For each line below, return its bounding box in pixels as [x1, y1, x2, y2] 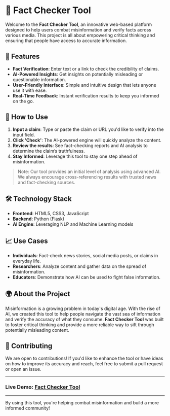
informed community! [5, 405, 50, 411]
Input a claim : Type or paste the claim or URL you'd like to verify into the [12, 126, 164, 132]
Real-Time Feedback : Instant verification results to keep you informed [12, 92, 159, 98]
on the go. [12, 98, 34, 104]
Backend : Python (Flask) [12, 216, 65, 222]
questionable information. [12, 76, 66, 83]
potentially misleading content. [5, 327, 69, 333]
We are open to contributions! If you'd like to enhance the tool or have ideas [5, 355, 163, 361]
